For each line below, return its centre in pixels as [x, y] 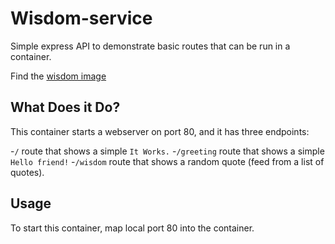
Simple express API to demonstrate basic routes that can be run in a [150, 46]
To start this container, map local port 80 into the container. [132, 228]
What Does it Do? [65, 107]
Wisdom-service [81, 18]
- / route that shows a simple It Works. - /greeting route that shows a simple [167, 151]
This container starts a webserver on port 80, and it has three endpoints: [160, 131]
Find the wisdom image [58, 76]
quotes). [27, 172]
